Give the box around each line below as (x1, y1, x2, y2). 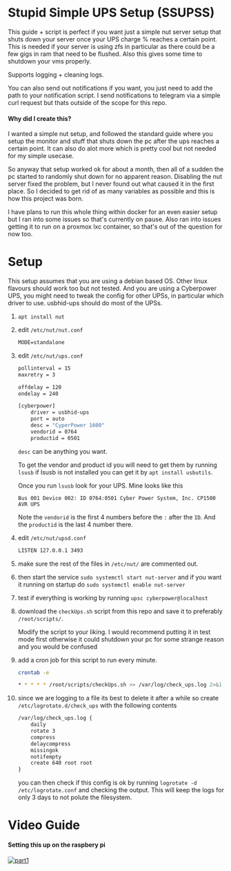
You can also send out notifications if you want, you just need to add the (8, 84, 213, 92)
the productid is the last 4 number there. (17, 520, 133, 528)
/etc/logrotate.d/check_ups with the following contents (17, 701, 177, 709)
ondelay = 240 (17, 390, 59, 397)
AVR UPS (17, 501, 40, 508)
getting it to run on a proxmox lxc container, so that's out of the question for (8, 222, 223, 231)
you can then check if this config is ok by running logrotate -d (17, 778, 197, 787)
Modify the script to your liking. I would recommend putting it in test (17, 627, 211, 636)
